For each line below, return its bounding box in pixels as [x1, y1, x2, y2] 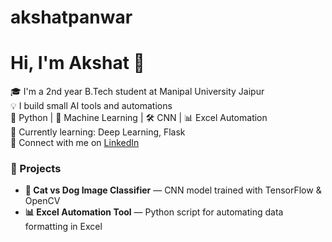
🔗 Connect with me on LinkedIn [10, 137, 140, 149]
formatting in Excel [24, 221, 103, 233]
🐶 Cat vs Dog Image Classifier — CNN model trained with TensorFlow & [24, 184, 322, 196]
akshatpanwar [10, 6, 133, 29]
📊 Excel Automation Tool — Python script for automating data [24, 206, 284, 218]
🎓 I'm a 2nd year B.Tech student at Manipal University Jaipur [10, 86, 265, 98]
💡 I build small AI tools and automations [10, 100, 173, 112]
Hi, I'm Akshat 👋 [10, 52, 145, 75]
